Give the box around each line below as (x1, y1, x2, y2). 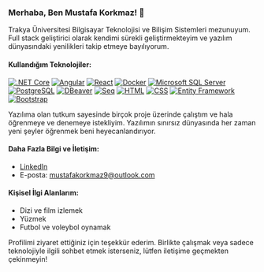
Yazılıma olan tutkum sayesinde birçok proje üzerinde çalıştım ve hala (8, 110, 233, 119)
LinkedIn (19, 162, 48, 171)
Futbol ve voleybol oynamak (19, 222, 111, 232)
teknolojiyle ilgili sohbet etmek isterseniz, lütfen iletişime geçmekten (8, 246, 229, 255)
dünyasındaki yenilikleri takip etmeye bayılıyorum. (8, 42, 169, 51)
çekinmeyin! (8, 254, 48, 263)
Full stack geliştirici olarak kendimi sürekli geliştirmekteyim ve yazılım (8, 33, 232, 43)
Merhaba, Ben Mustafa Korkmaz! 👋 (8, 7, 145, 18)
